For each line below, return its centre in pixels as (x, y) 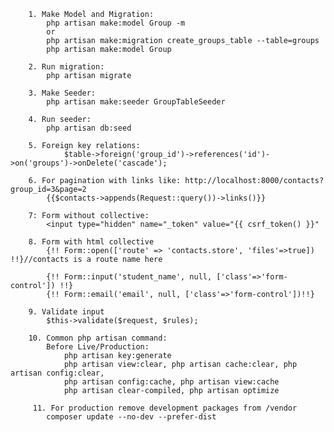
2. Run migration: (66, 67)
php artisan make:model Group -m (116, 23)
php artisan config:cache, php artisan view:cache (171, 382)
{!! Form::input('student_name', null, (129, 277)
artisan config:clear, (57, 373)
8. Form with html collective (91, 242)
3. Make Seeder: (62, 93)
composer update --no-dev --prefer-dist (131, 417)
